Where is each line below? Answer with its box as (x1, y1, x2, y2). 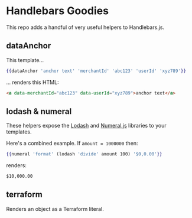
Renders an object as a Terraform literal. (6, 205, 105, 212)
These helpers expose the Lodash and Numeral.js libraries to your (6, 122, 167, 129)
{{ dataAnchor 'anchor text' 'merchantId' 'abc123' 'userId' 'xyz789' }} (6, 68, 186, 74)
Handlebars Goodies (6, 4, 109, 18)
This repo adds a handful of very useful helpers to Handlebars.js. (6, 24, 164, 31)
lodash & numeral (6, 106, 72, 116)
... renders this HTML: (6, 79, 59, 86)
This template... (6, 56, 44, 63)
